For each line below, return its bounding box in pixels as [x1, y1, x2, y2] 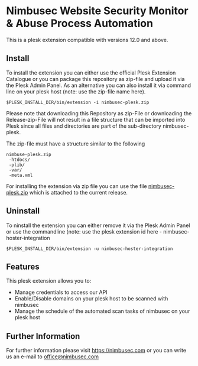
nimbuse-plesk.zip [6, 151, 51, 157]
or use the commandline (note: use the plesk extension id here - [6, 228, 163, 235]
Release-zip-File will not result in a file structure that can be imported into [6, 116, 186, 123]
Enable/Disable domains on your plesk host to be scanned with [14, 295, 168, 302]
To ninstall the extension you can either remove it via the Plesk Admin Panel [6, 222, 190, 229]
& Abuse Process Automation [6, 17, 154, 30]
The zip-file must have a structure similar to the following [6, 140, 145, 147]
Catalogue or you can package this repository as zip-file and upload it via [6, 75, 185, 82]
